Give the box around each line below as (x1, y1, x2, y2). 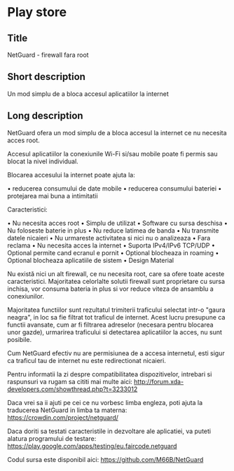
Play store (7, 4, 67, 20)
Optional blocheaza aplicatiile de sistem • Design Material (7, 256, 174, 264)
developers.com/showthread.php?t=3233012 (7, 385, 138, 393)
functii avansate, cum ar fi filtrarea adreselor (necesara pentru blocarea (7, 320, 214, 329)
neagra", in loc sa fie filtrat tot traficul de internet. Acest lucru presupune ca (7, 313, 226, 321)
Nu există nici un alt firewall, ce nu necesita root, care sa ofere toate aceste (7, 269, 225, 278)
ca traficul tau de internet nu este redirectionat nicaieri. (7, 356, 166, 364)
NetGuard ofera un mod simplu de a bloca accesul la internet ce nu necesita (7, 128, 227, 137)
